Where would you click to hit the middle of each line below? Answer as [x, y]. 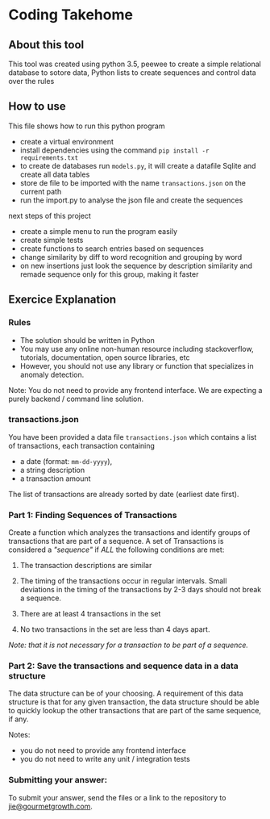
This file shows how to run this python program [87, 126]
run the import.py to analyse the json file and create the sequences [131, 200]
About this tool [46, 45]
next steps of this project [50, 215]
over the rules [31, 81]
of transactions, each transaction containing [82, 445]
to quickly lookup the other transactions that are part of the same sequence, [135, 711]
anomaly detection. [52, 374]
